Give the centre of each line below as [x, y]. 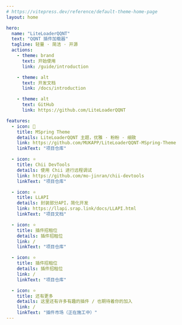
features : [18, 121]
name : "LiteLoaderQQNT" [41, 33]
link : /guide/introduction [55, 67]
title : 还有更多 [35, 296]
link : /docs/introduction [54, 89]
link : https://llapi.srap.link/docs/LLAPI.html [76, 209]
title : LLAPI [33, 198]
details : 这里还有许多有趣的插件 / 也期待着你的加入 [75, 302]
